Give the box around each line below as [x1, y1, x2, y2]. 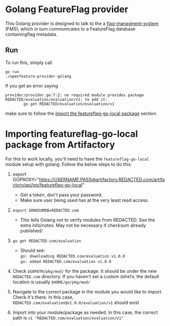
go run [5, 69, 19, 74]
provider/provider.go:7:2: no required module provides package [5, 93, 144, 98]
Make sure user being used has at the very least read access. [20, 197, 149, 203]
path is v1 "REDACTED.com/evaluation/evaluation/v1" [12, 314, 124, 321]
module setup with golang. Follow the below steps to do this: [5, 161, 132, 167]
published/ [20, 227, 43, 233]
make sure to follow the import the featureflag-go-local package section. [5, 110, 158, 116]
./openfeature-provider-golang [5, 74, 72, 79]
